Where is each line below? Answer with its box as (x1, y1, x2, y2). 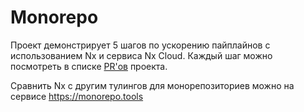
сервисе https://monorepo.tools (10, 90, 144, 102)
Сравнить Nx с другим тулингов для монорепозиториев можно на (10, 79, 295, 91)
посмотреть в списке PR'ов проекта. (10, 60, 168, 72)
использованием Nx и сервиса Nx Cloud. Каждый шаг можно (10, 49, 273, 61)
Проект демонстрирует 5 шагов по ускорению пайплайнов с (10, 39, 271, 51)
